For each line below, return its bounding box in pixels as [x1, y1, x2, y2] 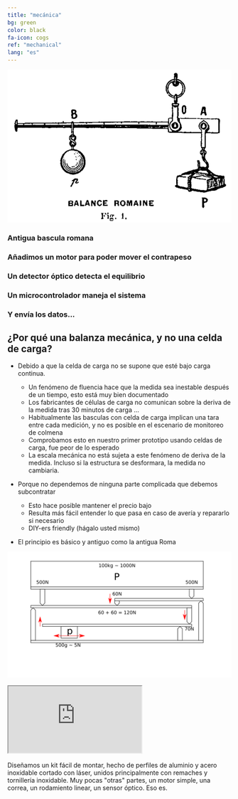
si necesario [28, 516, 65, 524]
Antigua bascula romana [7, 233, 94, 243]
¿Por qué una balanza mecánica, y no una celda [7, 332, 222, 344]
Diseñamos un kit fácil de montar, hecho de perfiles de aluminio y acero [7, 761, 217, 770]
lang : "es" [7, 49, 40, 56]
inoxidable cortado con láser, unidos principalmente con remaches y [7, 768, 208, 777]
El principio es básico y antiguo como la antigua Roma [17, 537, 176, 546]
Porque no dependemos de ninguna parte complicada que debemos [17, 480, 218, 488]
